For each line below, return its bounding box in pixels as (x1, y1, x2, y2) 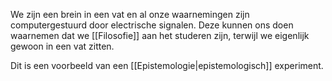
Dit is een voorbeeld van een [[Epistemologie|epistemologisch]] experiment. (10, 60, 324, 71)
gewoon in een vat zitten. (10, 40, 115, 52)
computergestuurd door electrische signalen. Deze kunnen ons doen (10, 19, 294, 31)
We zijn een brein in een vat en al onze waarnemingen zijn (10, 9, 250, 20)
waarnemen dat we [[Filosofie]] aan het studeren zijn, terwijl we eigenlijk (10, 30, 310, 41)
